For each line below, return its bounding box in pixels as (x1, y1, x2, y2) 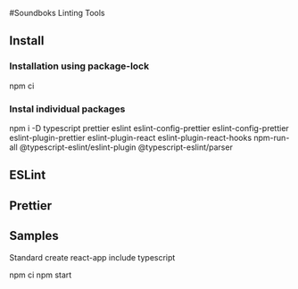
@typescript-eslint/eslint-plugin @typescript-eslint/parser (19, 142, 234, 153)
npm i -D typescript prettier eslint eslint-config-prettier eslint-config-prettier (9, 122, 290, 133)
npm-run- (253, 132, 290, 143)
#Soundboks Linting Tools (9, 8, 105, 18)
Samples (9, 228, 60, 244)
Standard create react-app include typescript (9, 252, 176, 262)
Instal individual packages (9, 103, 126, 115)
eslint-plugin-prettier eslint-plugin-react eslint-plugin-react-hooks (9, 132, 252, 143)
